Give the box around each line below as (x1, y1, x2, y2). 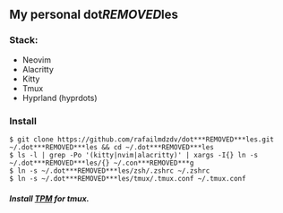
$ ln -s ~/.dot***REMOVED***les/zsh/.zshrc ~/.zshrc (9, 166, 210, 175)
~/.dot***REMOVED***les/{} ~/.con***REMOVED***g (9, 158, 194, 167)
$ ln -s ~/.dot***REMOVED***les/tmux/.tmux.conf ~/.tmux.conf (9, 174, 246, 183)
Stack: (9, 34, 39, 47)
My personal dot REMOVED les (9, 7, 179, 22)
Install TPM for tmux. (9, 192, 90, 204)
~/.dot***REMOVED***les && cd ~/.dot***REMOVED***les (9, 142, 215, 151)
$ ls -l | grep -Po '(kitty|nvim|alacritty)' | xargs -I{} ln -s (9, 150, 258, 159)
